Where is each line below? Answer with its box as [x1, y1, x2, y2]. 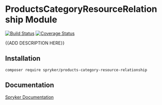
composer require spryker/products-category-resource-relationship [5, 67, 148, 72]
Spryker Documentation [5, 94, 54, 100]
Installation [5, 54, 41, 63]
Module [25, 14, 57, 25]
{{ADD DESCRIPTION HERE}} [5, 40, 65, 46]
